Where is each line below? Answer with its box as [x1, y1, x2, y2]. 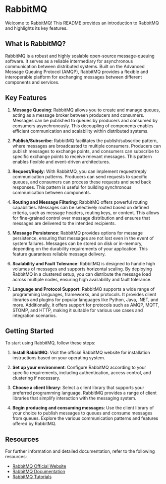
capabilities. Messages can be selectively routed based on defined [12, 204, 149, 210]
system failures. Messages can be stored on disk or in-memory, [12, 240, 143, 246]
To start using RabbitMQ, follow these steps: [5, 340, 96, 346]
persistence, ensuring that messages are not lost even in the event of [12, 235, 154, 241]
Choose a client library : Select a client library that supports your [12, 385, 145, 391]
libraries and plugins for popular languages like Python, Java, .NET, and [12, 297, 159, 303]
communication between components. [12, 189, 91, 195]
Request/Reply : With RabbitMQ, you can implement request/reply [12, 168, 147, 174]
